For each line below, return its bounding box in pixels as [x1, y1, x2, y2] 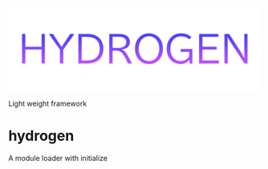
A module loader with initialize [8, 153, 108, 163]
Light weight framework [8, 99, 87, 108]
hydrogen [8, 127, 75, 145]
